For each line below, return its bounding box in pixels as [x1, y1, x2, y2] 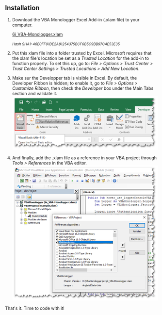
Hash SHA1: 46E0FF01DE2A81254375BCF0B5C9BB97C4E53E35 [12, 41, 120, 47]
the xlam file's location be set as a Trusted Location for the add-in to [12, 55, 149, 61]
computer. [12, 22, 33, 28]
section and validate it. [12, 90, 57, 96]
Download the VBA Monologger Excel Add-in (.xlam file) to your [12, 17, 140, 22]
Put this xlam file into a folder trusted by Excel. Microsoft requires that [12, 50, 152, 56]
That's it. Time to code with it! [5, 305, 65, 311]
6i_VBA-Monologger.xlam [12, 31, 63, 37]
